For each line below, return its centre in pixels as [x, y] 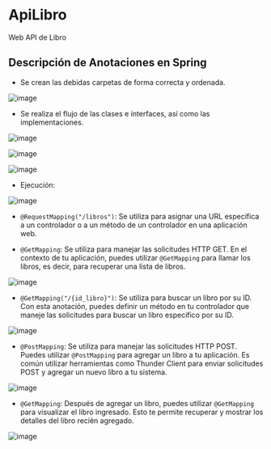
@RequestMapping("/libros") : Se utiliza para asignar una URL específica [140, 216]
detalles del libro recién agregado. [77, 420]
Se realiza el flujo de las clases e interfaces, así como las [115, 113]
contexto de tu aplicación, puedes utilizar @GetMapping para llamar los [135, 257]
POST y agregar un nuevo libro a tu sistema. [93, 372]
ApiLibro [38, 15]
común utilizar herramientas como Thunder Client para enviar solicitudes [142, 363]
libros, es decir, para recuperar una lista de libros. [103, 266]
